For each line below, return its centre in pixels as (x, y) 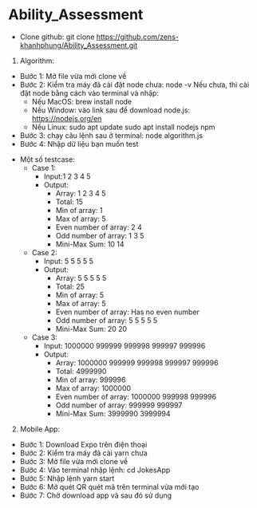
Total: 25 (70, 286)
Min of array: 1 (79, 210)
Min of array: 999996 (91, 380)
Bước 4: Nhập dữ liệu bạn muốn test (79, 144)
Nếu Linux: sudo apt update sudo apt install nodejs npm (123, 127)
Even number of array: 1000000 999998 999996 (136, 396)
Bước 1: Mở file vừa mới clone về (73, 76)
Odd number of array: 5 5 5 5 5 (107, 320)
